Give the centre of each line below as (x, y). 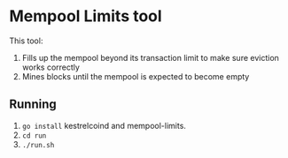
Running (33, 105)
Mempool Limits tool (86, 16)
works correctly (51, 67)
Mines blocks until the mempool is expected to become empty (136, 76)
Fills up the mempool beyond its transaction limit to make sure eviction (150, 57)
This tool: (26, 41)
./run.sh (38, 145)
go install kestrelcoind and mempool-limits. (104, 125)
